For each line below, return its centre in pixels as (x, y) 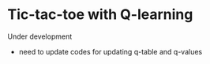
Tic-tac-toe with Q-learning (100, 15)
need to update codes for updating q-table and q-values (111, 51)
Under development (40, 36)
